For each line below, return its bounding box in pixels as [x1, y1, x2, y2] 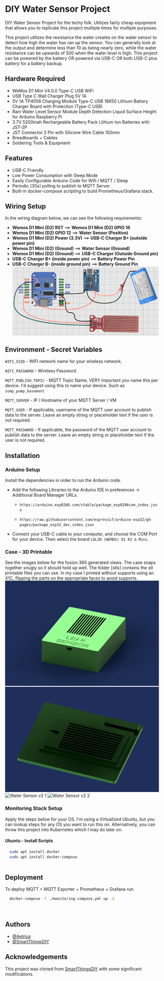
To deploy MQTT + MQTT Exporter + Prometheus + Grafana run [5, 886, 134, 892]
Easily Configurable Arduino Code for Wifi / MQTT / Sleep [12, 178, 128, 184]
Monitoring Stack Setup [5, 805, 62, 812]
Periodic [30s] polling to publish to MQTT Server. [12, 183, 111, 188]
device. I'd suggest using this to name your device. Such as [5, 383, 125, 389]
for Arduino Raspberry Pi [12, 114, 62, 120]
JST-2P [12, 124, 28, 130]
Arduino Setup [5, 466, 41, 473]
